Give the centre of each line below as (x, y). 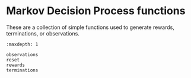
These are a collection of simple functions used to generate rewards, (90, 27)
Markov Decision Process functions (96, 11)
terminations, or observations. (43, 33)
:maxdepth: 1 (22, 44)
